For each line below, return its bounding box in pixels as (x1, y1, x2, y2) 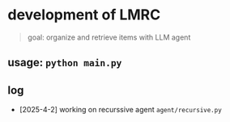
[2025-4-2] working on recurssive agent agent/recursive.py (19, 105, 222, 115)
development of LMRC (7, 6, 161, 24)
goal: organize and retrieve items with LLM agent (27, 32, 191, 42)
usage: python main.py (7, 56, 122, 69)
